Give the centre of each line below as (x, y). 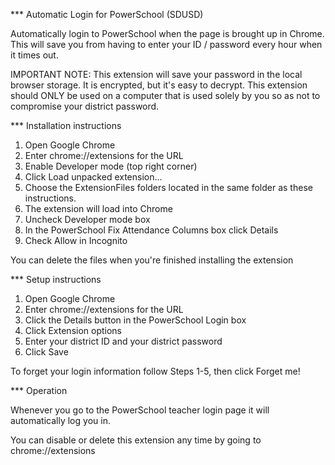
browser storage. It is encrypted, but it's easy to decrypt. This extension (159, 85)
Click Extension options (73, 330)
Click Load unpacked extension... (93, 177)
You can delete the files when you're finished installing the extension (152, 260)
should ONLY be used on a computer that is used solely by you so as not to (165, 95)
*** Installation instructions (66, 125)
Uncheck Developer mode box (87, 219)
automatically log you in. (60, 420)
